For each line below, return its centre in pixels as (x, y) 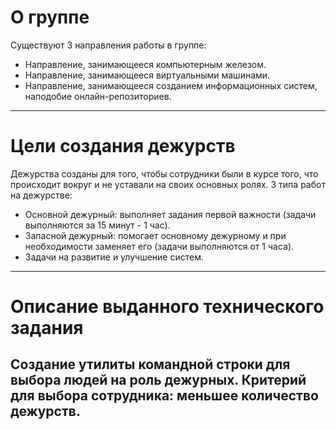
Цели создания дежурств (123, 146)
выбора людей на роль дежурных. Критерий (158, 380)
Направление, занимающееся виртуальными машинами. (147, 75)
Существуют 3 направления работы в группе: (108, 45)
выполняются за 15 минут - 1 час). (97, 225)
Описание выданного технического (167, 307)
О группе (50, 17)
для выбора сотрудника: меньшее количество (164, 396)
